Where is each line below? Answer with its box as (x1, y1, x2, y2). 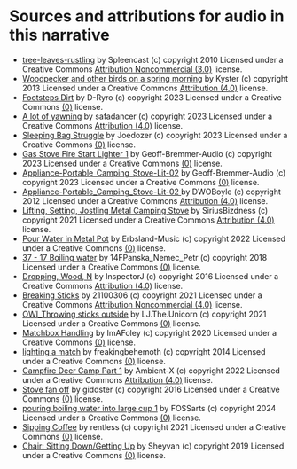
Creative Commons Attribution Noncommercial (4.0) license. (21, 299, 243, 309)
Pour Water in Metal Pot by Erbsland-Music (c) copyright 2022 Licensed (21, 233, 286, 244)
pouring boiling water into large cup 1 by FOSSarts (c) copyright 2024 (21, 403, 277, 413)
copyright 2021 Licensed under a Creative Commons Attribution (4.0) (21, 215, 275, 225)
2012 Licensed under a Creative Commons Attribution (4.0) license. (21, 195, 269, 206)
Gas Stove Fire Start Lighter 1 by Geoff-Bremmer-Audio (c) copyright (21, 148, 273, 159)
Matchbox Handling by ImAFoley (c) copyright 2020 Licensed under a (21, 327, 277, 338)
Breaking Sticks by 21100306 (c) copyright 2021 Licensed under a (21, 290, 263, 301)
